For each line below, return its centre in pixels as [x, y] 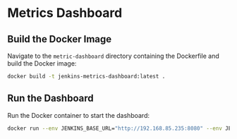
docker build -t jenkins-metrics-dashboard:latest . [86, 76]
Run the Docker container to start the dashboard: [79, 115]
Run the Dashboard [50, 98]
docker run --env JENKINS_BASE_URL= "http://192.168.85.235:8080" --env [115, 128]
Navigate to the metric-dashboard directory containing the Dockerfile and [114, 56]
